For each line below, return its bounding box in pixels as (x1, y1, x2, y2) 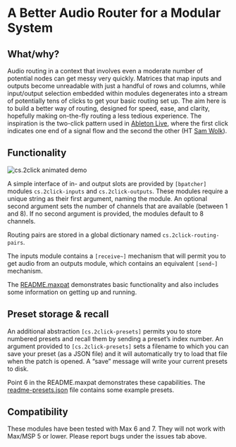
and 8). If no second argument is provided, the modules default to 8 (7, 209, 204, 218)
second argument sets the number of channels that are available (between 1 (7, 202, 228, 210)
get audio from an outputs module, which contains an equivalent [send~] (7, 259, 218, 267)
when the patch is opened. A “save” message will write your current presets (7, 357, 228, 365)
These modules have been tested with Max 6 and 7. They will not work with (7, 424, 225, 433)
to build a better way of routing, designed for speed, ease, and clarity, (7, 104, 210, 112)
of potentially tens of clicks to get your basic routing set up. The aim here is (7, 97, 227, 105)
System (7, 20, 54, 36)
